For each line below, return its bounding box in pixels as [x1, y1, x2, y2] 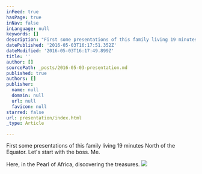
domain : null [11, 92, 44, 98]
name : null [11, 87, 39, 93]
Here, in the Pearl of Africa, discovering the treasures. [6, 161, 140, 168]
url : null [11, 98, 36, 104]
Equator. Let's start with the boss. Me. [6, 148, 100, 156]
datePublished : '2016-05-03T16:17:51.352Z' [6, 43, 117, 49]
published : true [6, 70, 47, 76]
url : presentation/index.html [6, 115, 82, 121]
